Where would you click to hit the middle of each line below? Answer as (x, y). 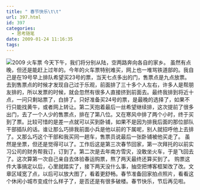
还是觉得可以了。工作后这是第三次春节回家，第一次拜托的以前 (113, 144)
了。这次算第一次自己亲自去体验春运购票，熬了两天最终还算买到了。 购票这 (98, 159)
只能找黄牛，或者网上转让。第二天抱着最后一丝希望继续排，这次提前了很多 (102, 107)
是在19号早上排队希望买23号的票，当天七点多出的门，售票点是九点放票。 (101, 77)
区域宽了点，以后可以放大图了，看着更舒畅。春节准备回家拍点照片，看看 (100, 173)
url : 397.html (24, 17)
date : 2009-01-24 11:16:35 (40, 39)
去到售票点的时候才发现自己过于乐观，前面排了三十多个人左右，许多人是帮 (97, 84)
